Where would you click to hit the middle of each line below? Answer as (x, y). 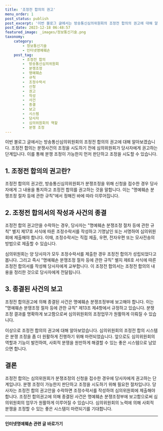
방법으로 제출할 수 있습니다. (31, 244)
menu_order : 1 (19, 14)
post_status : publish (27, 19)
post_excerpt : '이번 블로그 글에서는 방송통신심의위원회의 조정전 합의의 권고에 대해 (79, 23)
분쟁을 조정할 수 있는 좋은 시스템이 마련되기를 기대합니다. (59, 409)
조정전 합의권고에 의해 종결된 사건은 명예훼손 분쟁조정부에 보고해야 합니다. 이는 (80, 302)
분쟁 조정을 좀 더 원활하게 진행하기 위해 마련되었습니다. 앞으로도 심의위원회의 (82, 336)
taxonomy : (15, 37)
